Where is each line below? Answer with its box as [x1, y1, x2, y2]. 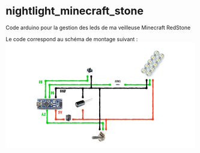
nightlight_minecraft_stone [5, 4, 144, 18]
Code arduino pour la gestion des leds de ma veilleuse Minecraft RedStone [5, 24, 191, 31]
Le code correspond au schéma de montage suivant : [5, 35, 138, 42]
